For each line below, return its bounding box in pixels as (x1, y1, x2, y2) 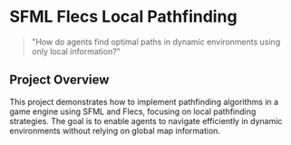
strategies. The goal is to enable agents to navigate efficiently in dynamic (9, 115, 283, 126)
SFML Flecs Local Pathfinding (9, 6, 238, 27)
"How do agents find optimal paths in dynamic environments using (31, 36, 281, 47)
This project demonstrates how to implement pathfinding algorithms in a (9, 96, 279, 107)
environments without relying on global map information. (9, 125, 220, 136)
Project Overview (9, 72, 110, 88)
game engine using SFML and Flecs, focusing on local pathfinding (9, 106, 257, 117)
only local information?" (31, 45, 121, 56)
